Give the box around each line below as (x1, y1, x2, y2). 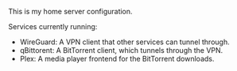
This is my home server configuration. (8, 7, 133, 16)
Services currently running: (8, 22, 98, 31)
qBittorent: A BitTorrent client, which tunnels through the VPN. (19, 46, 223, 54)
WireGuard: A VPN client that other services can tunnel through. (19, 37, 230, 47)
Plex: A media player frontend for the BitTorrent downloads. (19, 54, 215, 63)
